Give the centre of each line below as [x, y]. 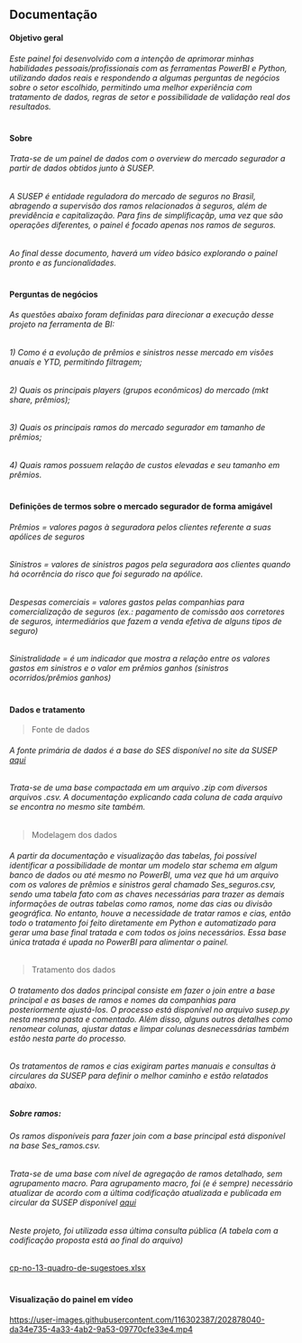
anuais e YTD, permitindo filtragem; [76, 362]
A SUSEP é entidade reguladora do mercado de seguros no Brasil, [133, 196]
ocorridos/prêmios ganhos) [60, 678]
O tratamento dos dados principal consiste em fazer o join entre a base [142, 990]
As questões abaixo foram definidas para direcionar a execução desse [142, 315]
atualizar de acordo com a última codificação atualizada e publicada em [146, 1193]
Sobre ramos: [35, 1114]
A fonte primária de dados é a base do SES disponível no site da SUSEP [143, 750]
